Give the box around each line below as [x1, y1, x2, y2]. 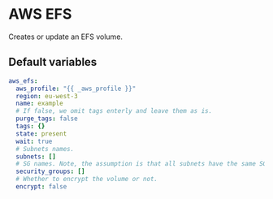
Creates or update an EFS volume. [8, 32, 123, 41]
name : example [15, 99, 63, 108]
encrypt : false [15, 183, 67, 191]
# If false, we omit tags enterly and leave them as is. [15, 107, 213, 115]
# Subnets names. [15, 145, 75, 153]
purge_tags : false [15, 115, 79, 123]
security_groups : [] [15, 167, 85, 175]
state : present [15, 129, 67, 138]
